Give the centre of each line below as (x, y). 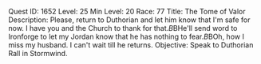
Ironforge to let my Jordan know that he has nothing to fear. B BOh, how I (127, 36)
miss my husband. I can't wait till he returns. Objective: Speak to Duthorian (131, 45)
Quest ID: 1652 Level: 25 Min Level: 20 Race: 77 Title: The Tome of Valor (127, 11)
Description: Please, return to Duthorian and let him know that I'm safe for (129, 20)
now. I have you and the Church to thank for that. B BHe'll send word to (123, 28)
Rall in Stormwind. (38, 53)
